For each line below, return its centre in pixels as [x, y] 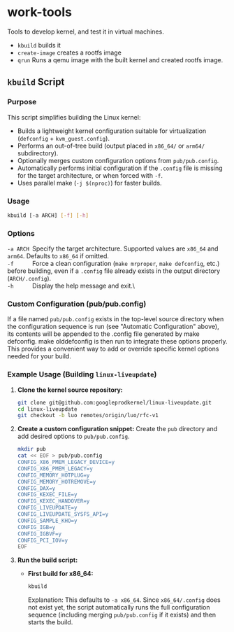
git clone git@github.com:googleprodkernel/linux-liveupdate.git [114, 402]
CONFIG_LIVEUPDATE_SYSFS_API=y [63, 514]
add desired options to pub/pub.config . [73, 436]
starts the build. [50, 622]
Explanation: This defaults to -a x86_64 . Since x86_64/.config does [124, 600]
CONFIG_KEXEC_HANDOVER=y [53, 501]
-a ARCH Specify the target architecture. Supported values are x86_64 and [113, 248]
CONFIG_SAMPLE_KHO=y [47, 521]
